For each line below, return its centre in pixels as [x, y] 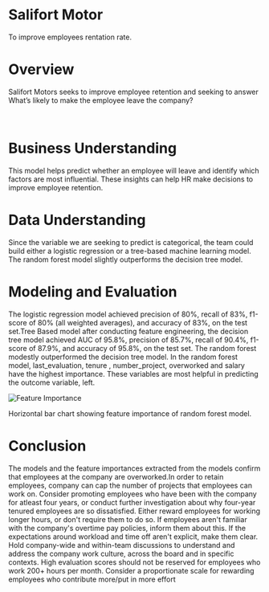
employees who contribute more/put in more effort [92, 579]
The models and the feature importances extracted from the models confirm [134, 468]
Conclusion [47, 445]
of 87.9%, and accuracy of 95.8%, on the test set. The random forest [143, 348]
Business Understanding [93, 148]
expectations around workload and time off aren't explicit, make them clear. [133, 537]
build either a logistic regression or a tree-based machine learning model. [130, 251]
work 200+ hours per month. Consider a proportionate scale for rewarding [131, 570]
